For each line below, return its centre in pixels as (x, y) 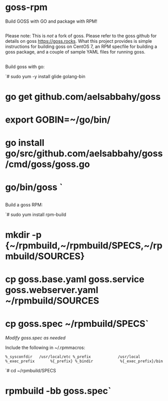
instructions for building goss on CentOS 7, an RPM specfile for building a (81, 46)
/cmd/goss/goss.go (48, 164)
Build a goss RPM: (24, 205)
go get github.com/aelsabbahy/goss (83, 97)
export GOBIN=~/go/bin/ (58, 120)
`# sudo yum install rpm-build (36, 214)
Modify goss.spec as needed (35, 338)
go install (25, 143)
